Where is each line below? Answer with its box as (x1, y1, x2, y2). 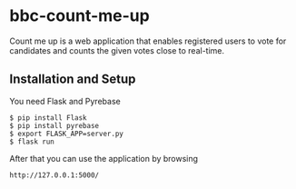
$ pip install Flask (9, 113, 88, 123)
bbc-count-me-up (9, 5, 150, 26)
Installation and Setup (9, 72, 136, 87)
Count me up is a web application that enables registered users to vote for (9, 35, 287, 46)
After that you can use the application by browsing (9, 153, 198, 164)
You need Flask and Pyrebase (9, 95, 121, 106)
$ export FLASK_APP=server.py (9, 129, 124, 138)
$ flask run (9, 137, 54, 146)
